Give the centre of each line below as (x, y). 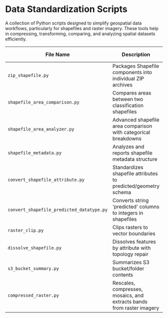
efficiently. (16, 39)
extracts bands (130, 301)
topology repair (130, 254)
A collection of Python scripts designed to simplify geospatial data (73, 23)
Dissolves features (134, 241)
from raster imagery (136, 307)
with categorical (131, 132)
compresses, (127, 289)
